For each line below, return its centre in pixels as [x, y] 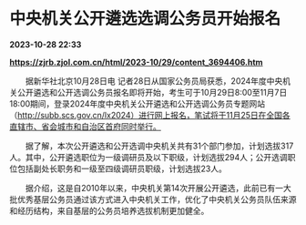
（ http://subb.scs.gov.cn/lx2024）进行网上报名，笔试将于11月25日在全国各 [150, 115]
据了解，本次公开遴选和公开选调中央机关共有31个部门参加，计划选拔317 [159, 146]
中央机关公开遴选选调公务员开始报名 [145, 19]
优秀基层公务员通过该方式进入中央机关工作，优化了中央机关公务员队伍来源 [157, 199]
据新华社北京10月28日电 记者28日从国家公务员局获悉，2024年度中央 [154, 81]
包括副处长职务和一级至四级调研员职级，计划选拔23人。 [122, 169]
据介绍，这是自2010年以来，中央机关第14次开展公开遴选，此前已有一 [154, 188]
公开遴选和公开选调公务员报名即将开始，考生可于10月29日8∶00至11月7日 [152, 92]
